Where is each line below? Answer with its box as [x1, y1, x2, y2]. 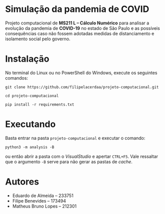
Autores [5, 176, 39, 187]
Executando [5, 118, 56, 130]
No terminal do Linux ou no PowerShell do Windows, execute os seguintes [5, 70, 158, 76]
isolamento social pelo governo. [5, 36, 71, 42]
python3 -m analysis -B [5, 144, 55, 150]
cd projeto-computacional [5, 93, 59, 98]
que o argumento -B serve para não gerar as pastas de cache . [5, 158, 133, 165]
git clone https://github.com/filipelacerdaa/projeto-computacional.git [5, 85, 159, 90]
